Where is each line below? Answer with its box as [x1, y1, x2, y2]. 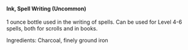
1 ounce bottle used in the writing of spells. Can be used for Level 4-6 [6, 18, 182, 26]
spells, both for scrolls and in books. [6, 25, 98, 32]
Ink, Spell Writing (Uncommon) [6, 5, 87, 12]
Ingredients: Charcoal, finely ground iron [6, 37, 108, 44]
